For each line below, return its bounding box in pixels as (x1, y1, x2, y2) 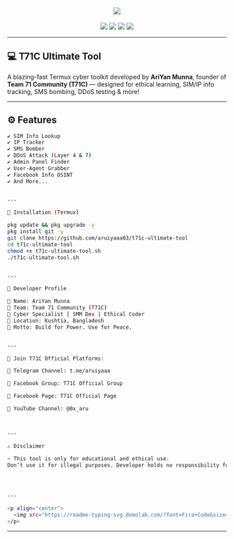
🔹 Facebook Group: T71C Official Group (7, 380, 123, 387)
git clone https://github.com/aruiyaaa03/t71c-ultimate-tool (7, 235, 189, 242)
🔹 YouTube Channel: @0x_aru (7, 405, 89, 412)
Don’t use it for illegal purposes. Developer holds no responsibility (7, 462, 219, 469)
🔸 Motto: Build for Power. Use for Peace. (7, 324, 132, 331)
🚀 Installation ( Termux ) (7, 209, 79, 216)
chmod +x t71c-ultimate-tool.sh (7, 247, 101, 254)
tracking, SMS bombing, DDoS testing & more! (7, 87, 140, 95)
